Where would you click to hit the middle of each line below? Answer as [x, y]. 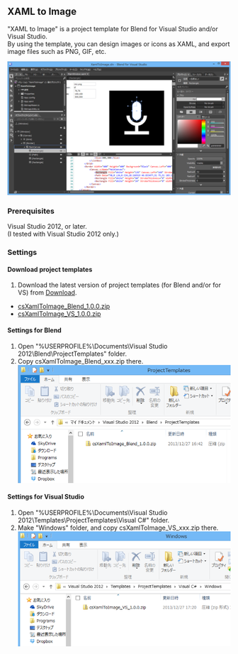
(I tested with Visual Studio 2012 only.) [63, 234]
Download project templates [50, 269]
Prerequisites [31, 211]
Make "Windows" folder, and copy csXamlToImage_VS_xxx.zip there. [118, 528]
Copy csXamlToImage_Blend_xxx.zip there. [80, 361]
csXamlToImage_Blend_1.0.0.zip [64, 306]
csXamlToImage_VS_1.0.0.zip [59, 314]
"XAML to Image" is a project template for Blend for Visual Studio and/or [113, 28]
